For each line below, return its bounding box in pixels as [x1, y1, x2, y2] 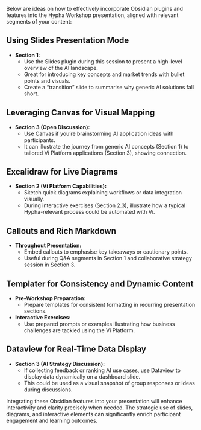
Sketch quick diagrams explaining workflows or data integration [23, 189, 182, 196]
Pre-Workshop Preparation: [14, 295, 86, 302]
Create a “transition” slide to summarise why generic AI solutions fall [23, 83, 194, 91]
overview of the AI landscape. [23, 64, 98, 71]
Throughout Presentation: [14, 242, 82, 249]
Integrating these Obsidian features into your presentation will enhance [6, 397, 182, 405]
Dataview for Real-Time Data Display [6, 344, 146, 355]
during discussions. [23, 386, 73, 393]
